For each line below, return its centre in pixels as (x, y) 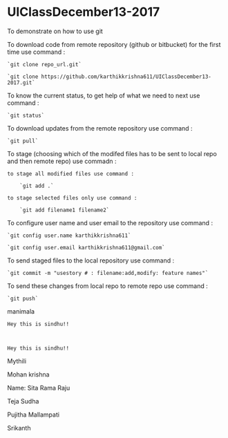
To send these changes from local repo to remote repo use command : (108, 286)
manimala (21, 311)
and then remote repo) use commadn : (62, 161)
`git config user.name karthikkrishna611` (69, 236)
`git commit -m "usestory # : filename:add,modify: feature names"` (108, 273)
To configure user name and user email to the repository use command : (110, 222)
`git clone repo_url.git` (44, 64)
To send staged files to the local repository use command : (91, 260)
